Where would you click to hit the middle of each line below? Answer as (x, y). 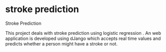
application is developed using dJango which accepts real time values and (83, 38)
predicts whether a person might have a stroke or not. (61, 43)
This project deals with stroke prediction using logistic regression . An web (83, 33)
